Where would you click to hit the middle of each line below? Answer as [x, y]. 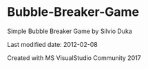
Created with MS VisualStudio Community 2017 [74, 58]
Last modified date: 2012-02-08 [52, 44]
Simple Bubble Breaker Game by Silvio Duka [70, 31]
